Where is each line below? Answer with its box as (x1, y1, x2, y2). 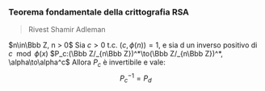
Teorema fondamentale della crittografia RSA (8, 6, 190, 18)
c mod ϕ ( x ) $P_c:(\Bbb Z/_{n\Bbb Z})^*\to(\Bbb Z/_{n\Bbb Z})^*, (8, 49, 224, 59)
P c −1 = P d (120, 72, 152, 85)
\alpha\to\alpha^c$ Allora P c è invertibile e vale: (8, 57, 166, 69)
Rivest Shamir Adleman (27, 25, 107, 35)
